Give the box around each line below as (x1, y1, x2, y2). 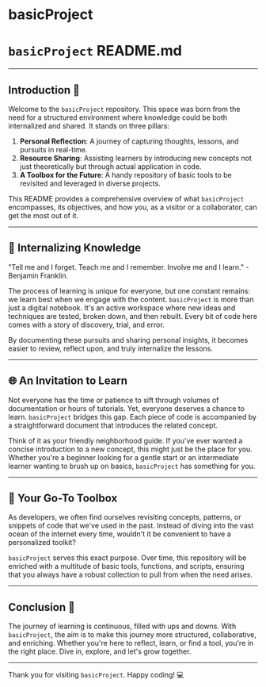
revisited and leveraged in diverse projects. (19, 178, 161, 188)
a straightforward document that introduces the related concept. (8, 420, 218, 430)
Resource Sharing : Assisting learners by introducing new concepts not (19, 153, 252, 163)
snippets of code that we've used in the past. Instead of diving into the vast (8, 521, 254, 531)
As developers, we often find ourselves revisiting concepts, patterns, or (8, 512, 241, 522)
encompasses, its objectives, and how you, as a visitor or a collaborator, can (8, 202, 257, 212)
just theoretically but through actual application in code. (19, 161, 202, 171)
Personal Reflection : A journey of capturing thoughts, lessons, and (19, 136, 239, 146)
